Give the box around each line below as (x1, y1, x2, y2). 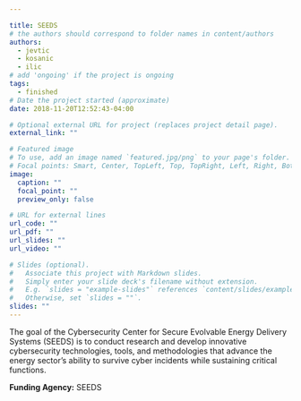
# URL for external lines (9, 211, 106, 220)
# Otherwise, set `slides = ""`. (9, 294, 142, 303)
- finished (17, 87, 58, 97)
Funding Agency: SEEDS (9, 381, 102, 392)
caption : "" (17, 178, 63, 187)
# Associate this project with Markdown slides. (9, 269, 202, 277)
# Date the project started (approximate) (9, 96, 170, 105)
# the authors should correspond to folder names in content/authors (9, 29, 275, 38)
